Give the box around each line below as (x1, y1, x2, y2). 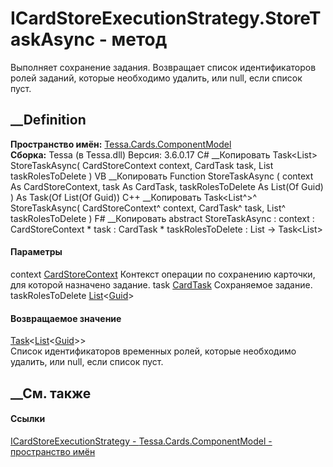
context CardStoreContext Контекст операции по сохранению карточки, (10, 268, 316, 280)
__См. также (10, 385, 92, 402)
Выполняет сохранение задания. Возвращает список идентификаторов (10, 61, 317, 73)
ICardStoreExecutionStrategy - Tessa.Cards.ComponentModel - (10, 435, 273, 447)
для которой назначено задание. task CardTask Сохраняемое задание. (10, 278, 313, 291)
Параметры (10, 246, 63, 258)
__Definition (10, 112, 87, 129)
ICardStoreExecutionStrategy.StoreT (10, 7, 322, 30)
